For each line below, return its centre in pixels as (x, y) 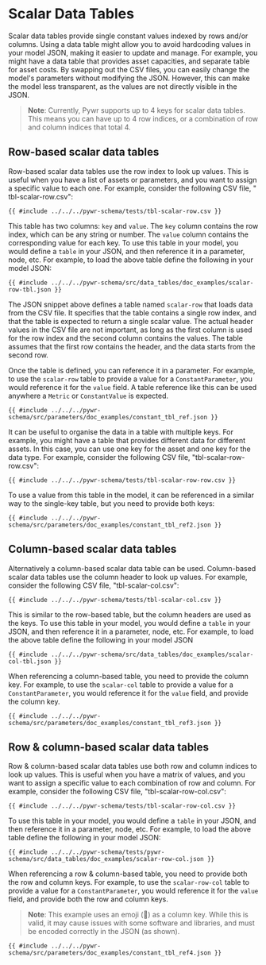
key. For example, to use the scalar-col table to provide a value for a (121, 685)
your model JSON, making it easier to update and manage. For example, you (133, 52)
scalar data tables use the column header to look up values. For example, (128, 577)
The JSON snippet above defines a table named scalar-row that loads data (131, 304)
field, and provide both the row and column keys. (88, 899)
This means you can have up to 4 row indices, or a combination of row (143, 118)
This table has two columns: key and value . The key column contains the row (133, 226)
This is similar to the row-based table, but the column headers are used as (130, 614)
